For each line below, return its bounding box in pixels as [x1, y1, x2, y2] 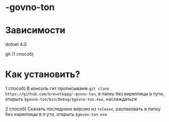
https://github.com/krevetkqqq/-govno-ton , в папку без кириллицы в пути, [5, 91, 164, 97]
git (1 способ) [5, 51, 34, 57]
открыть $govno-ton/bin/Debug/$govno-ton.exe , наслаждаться [5, 96, 137, 102]
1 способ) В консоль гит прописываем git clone [5, 85, 109, 92]
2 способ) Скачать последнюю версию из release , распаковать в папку [5, 106, 161, 112]
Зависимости [5, 25, 66, 36]
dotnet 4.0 [5, 41, 27, 47]
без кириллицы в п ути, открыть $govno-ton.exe [5, 111, 107, 117]
